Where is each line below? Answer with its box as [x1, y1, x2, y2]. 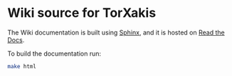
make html [7, 63, 37, 70]
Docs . [7, 35, 25, 44]
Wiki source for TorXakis [7, 5, 157, 21]
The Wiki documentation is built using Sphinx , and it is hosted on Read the [7, 28, 226, 37]
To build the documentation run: [7, 49, 102, 58]
